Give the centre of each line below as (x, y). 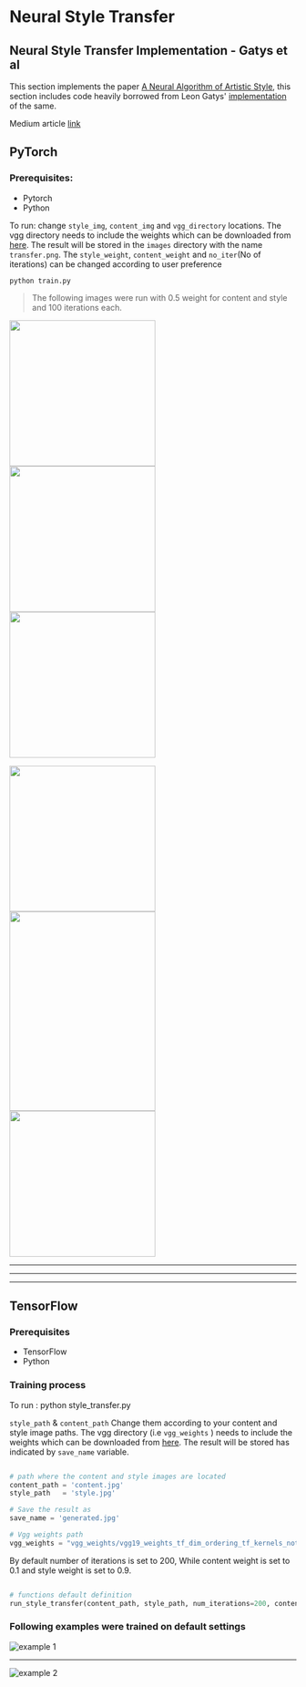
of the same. (33, 106)
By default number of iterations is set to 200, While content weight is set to (150, 1560)
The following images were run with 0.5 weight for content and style (159, 297)
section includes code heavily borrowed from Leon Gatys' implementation (148, 96)
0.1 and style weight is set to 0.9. (71, 1570)
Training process (48, 1385)
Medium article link (45, 123)
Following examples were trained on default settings (127, 1627)
